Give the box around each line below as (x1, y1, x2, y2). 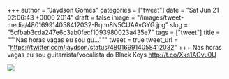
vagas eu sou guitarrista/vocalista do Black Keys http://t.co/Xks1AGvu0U (7, 50, 216, 59)
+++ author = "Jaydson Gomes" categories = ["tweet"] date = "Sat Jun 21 (7, 6, 219, 14)
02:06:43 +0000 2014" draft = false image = (7, 13, 135, 22)
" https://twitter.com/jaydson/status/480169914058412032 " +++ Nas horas (7, 43, 222, 51)
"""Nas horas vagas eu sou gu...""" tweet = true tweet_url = (7, 36, 179, 44)
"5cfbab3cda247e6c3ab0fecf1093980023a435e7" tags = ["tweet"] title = (7, 28, 221, 36)
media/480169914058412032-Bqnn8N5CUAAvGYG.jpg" (7, 21, 169, 29)
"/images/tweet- (136, 13, 184, 22)
